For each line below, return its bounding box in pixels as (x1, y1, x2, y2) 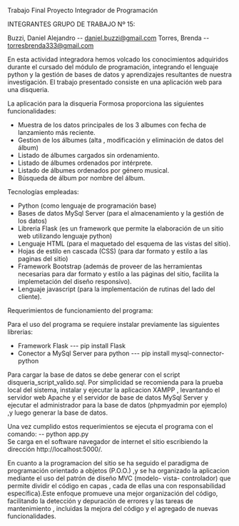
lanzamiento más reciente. (17, 128, 96, 136)
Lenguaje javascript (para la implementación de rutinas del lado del (17, 285, 215, 293)
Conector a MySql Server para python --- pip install (17, 349, 170, 358)
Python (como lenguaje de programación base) (17, 201, 157, 210)
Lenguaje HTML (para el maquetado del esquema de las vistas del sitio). (17, 239, 230, 248)
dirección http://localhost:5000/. (7, 445, 103, 453)
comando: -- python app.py (7, 430, 89, 438)
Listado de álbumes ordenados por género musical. (17, 166, 170, 174)
